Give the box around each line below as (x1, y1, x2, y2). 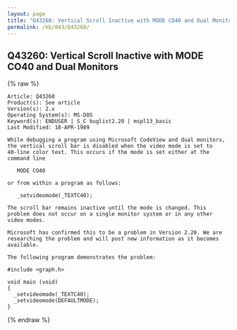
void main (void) (7, 278, 59, 286)
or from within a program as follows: (7, 179, 121, 187)
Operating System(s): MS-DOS (7, 112, 93, 119)
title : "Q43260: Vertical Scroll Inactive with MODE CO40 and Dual (7, 17, 210, 24)
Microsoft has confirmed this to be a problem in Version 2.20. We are (7, 229, 222, 237)
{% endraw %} (7, 316, 51, 324)
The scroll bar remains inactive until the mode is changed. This (7, 204, 207, 212)
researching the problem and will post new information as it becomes (7, 235, 219, 242)
